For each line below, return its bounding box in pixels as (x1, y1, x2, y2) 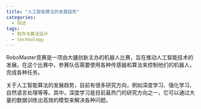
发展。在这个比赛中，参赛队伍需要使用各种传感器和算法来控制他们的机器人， (6, 61, 195, 68)
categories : (6, 14, 36, 20)
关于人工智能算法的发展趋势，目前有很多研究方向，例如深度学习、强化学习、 (6, 81, 195, 89)
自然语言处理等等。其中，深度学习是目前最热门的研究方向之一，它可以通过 (6, 89, 190, 96)
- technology (11, 37, 44, 43)
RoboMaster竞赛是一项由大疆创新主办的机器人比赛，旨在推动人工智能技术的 (6, 54, 193, 60)
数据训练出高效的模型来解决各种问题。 (16, 96, 111, 104)
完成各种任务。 (6, 69, 43, 75)
